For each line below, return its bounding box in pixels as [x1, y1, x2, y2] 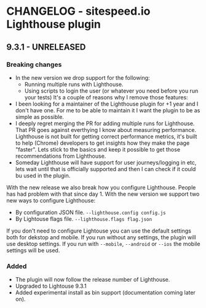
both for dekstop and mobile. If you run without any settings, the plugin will [6, 233, 196, 241]
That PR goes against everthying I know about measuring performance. [15, 126, 197, 133]
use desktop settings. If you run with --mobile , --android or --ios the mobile [6, 240, 200, 247]
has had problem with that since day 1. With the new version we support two [6, 190, 200, 198]
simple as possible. [15, 113, 65, 120]
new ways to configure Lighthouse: [6, 196, 96, 204]
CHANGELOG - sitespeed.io [6, 4, 151, 18]
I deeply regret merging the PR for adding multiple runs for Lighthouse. [15, 120, 195, 127]
